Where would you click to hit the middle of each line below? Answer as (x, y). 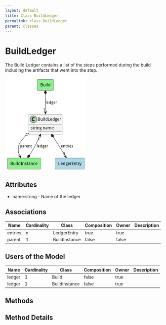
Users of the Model (35, 256)
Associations (26, 212)
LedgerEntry (66, 232)
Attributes (21, 185)
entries (14, 232)
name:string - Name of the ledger (46, 196)
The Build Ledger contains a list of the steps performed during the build (78, 65)
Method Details (29, 318)
